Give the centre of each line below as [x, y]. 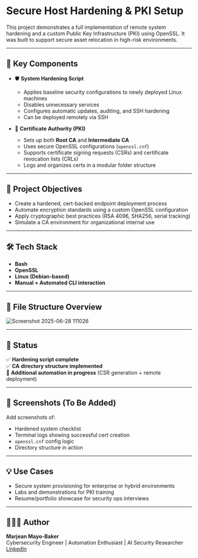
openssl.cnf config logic [44, 441]
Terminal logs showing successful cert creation [72, 435]
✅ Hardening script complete [43, 359]
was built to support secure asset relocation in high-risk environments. [92, 40]
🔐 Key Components [42, 64]
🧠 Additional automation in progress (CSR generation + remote [83, 372]
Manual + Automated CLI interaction [60, 283]
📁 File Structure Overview [54, 307]
